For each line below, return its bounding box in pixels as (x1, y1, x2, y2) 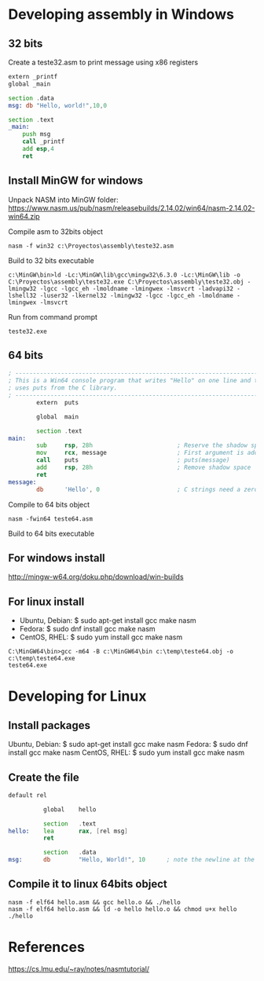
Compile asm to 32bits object (8, 226, 104, 236)
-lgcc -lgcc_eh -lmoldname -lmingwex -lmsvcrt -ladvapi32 (39, 284, 234, 292)
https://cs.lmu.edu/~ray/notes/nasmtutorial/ (8, 964, 150, 973)
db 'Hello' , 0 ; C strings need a (36, 485, 241, 493)
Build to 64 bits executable (8, 529, 95, 538)
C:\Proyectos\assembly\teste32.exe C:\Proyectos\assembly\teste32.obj (8, 277, 244, 286)
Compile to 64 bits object (8, 500, 90, 509)
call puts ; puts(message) (36, 456, 230, 464)
